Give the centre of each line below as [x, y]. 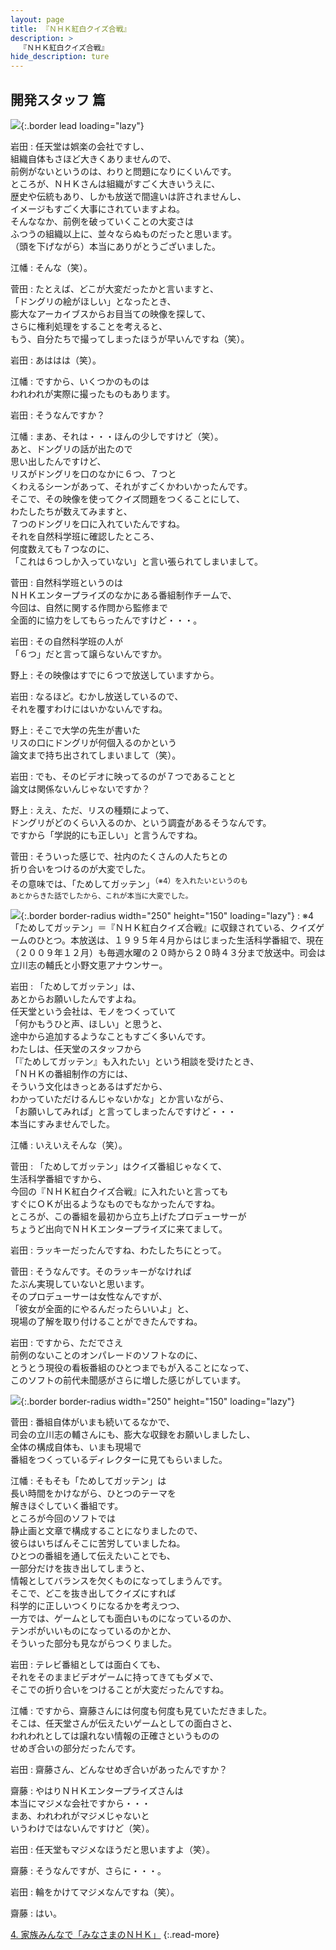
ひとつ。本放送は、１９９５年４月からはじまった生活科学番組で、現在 [180, 940]
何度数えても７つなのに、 [62, 548]
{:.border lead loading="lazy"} [82, 125]
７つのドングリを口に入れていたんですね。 [97, 523]
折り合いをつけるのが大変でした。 [80, 868]
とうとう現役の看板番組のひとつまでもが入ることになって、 [132, 1367]
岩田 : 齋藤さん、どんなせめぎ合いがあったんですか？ [119, 1769]
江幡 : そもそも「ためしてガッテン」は [88, 1480]
